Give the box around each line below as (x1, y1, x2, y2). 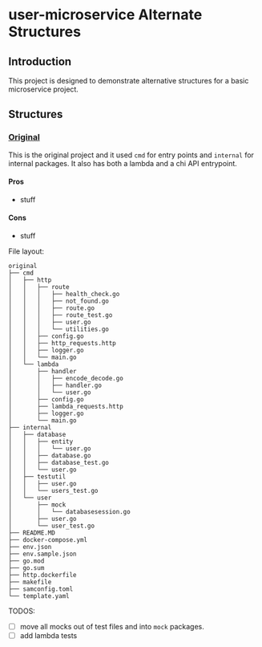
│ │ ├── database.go (8, 452, 91, 460)
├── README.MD (8, 529, 56, 537)
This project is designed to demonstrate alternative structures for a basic (8, 76, 249, 85)
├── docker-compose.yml (8, 536, 88, 544)
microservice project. (8, 84, 79, 94)
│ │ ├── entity (8, 437, 74, 446)
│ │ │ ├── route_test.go (8, 311, 113, 319)
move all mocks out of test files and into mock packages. (19, 622, 204, 632)
